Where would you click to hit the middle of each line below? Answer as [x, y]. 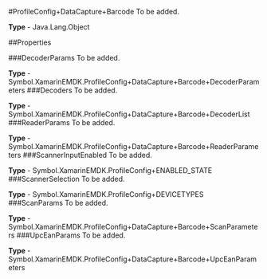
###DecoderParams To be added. [64, 58]
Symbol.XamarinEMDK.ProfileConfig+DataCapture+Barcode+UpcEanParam [133, 259]
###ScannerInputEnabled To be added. [88, 155]
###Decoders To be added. [72, 90]
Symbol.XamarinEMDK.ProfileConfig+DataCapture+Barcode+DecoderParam [134, 82]
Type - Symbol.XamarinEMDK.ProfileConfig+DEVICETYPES [106, 194]
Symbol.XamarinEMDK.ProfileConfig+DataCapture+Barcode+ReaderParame [133, 146]
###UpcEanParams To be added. [71, 235]
